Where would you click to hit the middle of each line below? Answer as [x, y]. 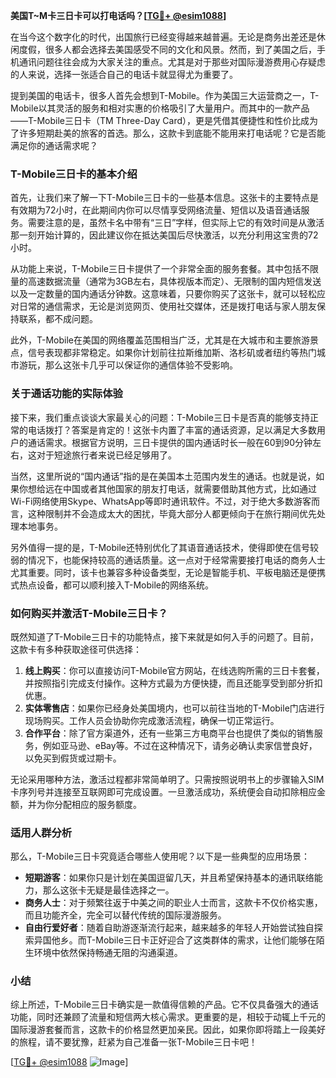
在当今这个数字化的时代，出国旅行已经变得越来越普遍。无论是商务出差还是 [163, 37]
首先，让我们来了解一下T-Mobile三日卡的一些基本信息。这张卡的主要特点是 [164, 198]
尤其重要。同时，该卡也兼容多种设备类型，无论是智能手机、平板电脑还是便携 [168, 572]
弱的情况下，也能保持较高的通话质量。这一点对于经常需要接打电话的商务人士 [168, 560]
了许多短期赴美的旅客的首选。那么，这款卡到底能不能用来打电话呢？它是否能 [168, 133]
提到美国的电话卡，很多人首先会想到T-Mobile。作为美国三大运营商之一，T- [165, 95]
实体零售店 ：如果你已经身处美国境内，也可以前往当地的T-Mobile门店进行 [174, 708]
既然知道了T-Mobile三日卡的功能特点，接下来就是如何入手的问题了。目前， [164, 636]
